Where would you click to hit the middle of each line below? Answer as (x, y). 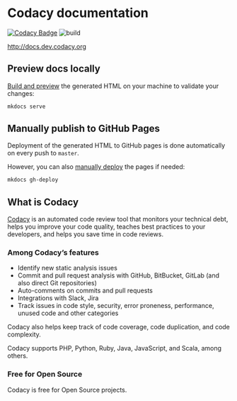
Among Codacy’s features (53, 253)
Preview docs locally (54, 69)
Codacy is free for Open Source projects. (67, 390)
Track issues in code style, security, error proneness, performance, (116, 306)
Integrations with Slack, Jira (58, 298)
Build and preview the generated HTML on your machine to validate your (113, 86)
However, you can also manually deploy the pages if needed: (96, 167)
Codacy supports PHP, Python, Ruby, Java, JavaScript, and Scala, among (114, 348)
